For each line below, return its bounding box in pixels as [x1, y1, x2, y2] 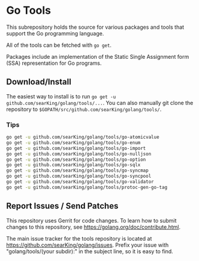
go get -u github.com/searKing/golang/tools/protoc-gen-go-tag [6, 184, 168, 190]
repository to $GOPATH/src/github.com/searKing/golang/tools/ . [6, 106, 162, 113]
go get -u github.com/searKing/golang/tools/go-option [6, 157, 146, 163]
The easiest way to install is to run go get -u [6, 92, 116, 100]
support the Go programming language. [6, 29, 104, 37]
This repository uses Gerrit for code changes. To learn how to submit [6, 217, 177, 224]
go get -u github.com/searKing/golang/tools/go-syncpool [6, 173, 152, 179]
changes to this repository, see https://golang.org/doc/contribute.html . [6, 223, 181, 230]
